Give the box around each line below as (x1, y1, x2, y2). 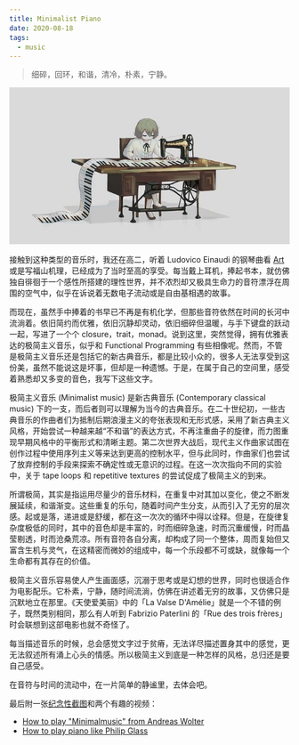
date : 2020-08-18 (9, 23, 74, 33)
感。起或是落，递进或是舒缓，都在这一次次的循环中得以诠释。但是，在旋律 (9, 511, 282, 522)
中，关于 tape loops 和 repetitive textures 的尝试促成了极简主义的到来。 (9, 470, 271, 481)
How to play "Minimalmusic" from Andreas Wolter (21, 716, 205, 726)
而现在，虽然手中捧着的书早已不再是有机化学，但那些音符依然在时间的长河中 (9, 306, 290, 317)
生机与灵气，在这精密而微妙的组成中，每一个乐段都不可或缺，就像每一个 (24, 544, 290, 555)
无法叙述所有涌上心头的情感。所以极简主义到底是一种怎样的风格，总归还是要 (9, 649, 290, 660)
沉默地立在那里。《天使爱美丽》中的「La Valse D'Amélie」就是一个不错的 (9, 596, 274, 607)
